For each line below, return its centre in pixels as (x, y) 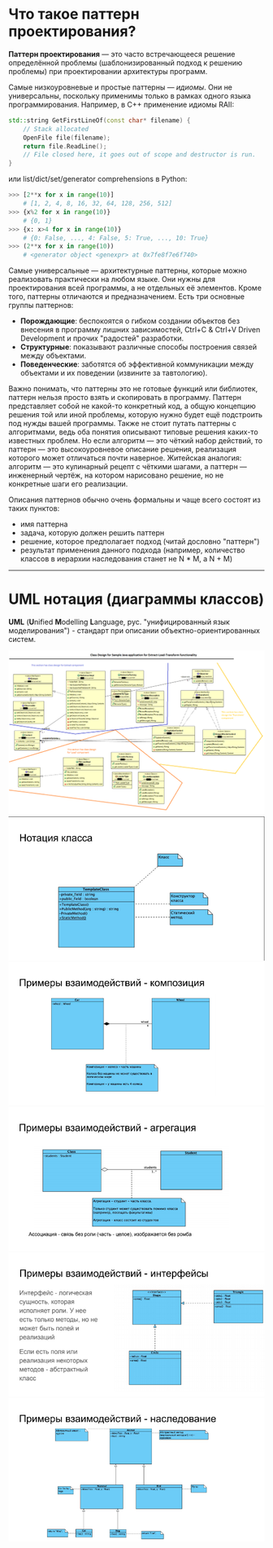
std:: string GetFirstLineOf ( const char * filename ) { (100, 120)
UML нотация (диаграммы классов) (136, 599)
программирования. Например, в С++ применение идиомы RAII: (121, 104)
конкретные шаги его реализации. (68, 484)
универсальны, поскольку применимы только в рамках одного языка (130, 95)
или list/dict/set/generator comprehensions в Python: (98, 179)
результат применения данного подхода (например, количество (132, 550)
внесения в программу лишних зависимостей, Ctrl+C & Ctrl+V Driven (140, 330)
